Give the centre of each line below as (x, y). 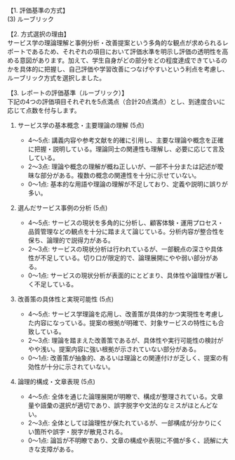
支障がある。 (59, 449)
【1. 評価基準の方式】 (38, 10)
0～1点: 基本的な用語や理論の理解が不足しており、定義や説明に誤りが (128, 184)
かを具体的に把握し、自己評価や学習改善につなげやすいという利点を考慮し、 (118, 69)
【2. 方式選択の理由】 (39, 34)
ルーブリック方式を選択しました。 (56, 78)
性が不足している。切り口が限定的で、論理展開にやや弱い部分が (120, 258)
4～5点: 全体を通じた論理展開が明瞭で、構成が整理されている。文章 (125, 396)
